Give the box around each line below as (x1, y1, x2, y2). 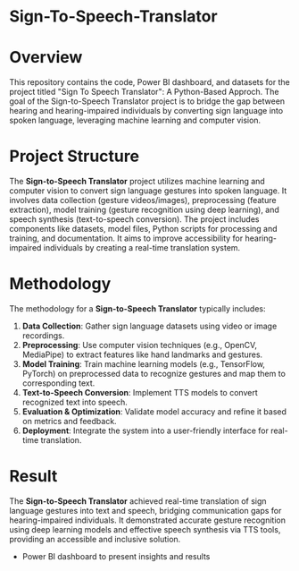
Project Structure (9, 146, 140, 166)
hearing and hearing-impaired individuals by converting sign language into (9, 106, 284, 116)
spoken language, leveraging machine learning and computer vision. (9, 115, 262, 126)
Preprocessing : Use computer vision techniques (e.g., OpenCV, (21, 340, 257, 350)
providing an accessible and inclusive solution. (9, 533, 181, 544)
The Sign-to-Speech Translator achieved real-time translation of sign (9, 495, 267, 507)
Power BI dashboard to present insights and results (21, 550, 211, 561)
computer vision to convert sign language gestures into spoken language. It (9, 185, 287, 196)
